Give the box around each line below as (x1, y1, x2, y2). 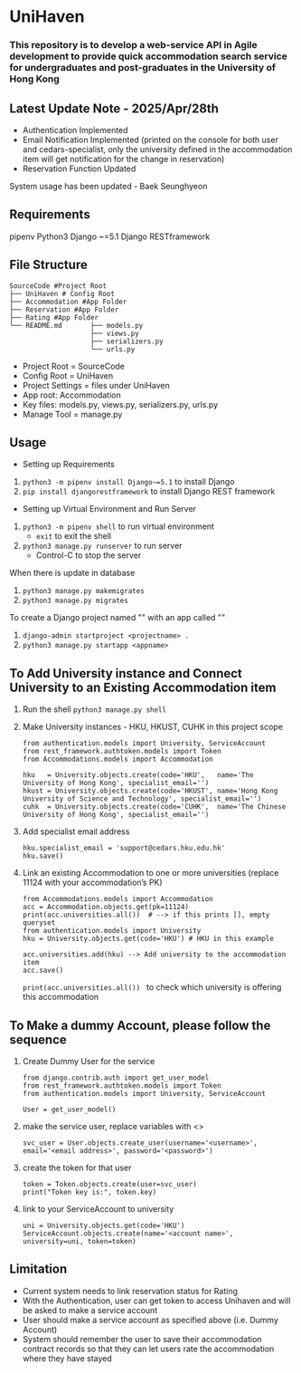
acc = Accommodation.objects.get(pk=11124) (22, 903, 190, 912)
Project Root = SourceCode (22, 360, 125, 371)
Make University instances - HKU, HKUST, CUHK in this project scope (22, 722, 283, 733)
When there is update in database (9, 568, 136, 579)
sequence (9, 1032, 68, 1047)
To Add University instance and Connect (9, 666, 242, 681)
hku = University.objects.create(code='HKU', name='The (22, 771, 254, 780)
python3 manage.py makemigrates (22, 587, 145, 596)
